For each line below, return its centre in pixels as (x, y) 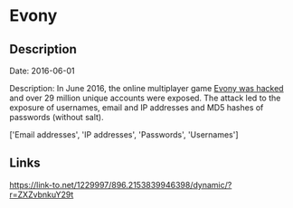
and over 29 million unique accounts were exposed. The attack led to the (145, 98)
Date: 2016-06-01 (42, 71)
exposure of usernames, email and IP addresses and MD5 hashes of (137, 108)
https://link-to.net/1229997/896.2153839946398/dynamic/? (121, 184)
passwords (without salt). (57, 117)
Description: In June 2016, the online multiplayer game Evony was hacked (146, 88)
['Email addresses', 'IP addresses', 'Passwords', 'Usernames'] (124, 135)
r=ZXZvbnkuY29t (42, 194)
